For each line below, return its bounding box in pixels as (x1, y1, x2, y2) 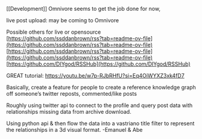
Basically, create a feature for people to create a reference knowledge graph (6, 84, 196, 91)
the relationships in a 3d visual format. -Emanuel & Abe (6, 126, 143, 133)
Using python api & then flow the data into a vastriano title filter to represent (6, 120, 195, 127)
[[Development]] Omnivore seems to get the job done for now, (6, 5, 161, 12)
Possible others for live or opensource (6, 28, 101, 36)
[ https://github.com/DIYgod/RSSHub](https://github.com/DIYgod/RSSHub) (6, 60, 191, 67)
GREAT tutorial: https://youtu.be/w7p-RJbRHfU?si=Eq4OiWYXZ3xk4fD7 (6, 72, 185, 79)
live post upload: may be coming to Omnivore (6, 17, 119, 23)
